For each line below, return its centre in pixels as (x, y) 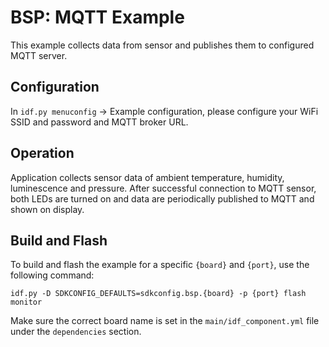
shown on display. (47, 209)
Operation (42, 153)
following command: (52, 275)
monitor (26, 302)
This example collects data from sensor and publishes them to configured (162, 45)
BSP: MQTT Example (97, 17)
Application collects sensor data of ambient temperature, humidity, (147, 177)
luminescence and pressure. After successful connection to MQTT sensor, (163, 188)
